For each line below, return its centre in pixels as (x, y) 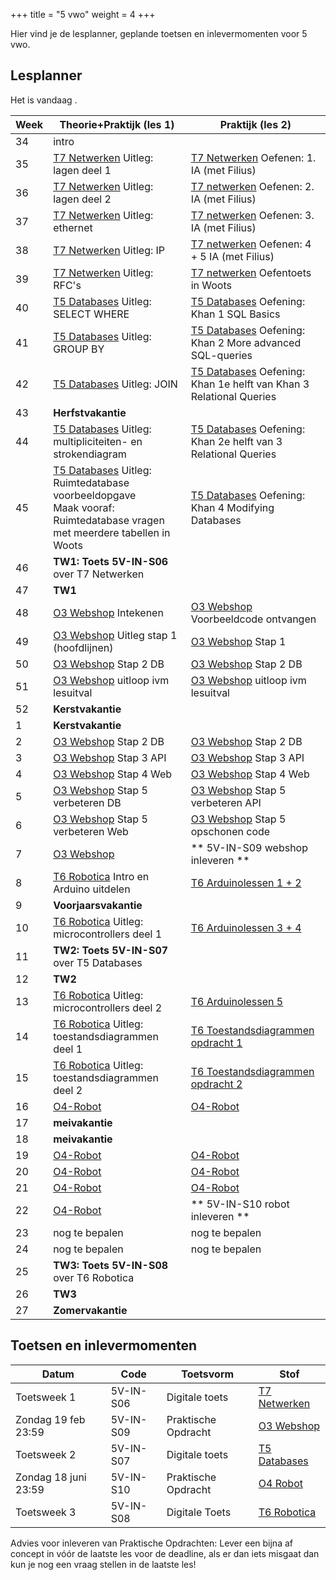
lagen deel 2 (82, 199)
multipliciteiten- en (98, 441)
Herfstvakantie (90, 412)
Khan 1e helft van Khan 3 (250, 384)
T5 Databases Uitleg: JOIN (115, 384)
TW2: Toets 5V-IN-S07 (111, 950)
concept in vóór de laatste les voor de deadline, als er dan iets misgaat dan (165, 1553)
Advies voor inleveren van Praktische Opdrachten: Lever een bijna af (151, 1543)
